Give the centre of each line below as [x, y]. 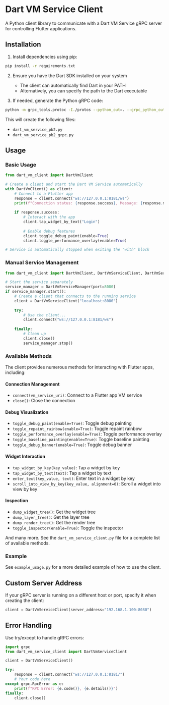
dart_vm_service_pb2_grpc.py [43, 135]
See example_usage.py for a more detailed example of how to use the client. [83, 567]
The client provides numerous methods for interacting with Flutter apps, [80, 367]
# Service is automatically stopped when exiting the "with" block [77, 250]
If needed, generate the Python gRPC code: [58, 100]
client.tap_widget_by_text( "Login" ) [62, 222]
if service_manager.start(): [36, 292]
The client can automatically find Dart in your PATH [73, 85]
